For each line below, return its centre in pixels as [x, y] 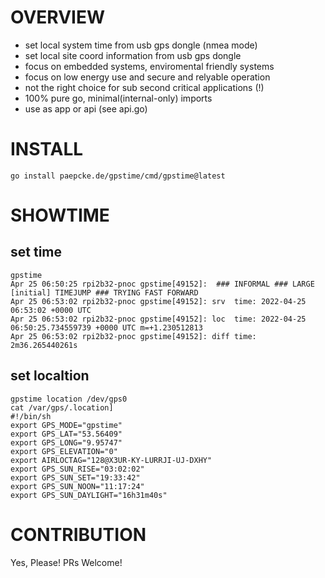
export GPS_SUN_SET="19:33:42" [75, 477]
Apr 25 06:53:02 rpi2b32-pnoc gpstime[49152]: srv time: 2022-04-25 [158, 301]
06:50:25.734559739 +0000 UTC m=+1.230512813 [106, 327]
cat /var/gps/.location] [62, 407]
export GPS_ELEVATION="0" [64, 451]
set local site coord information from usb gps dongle [133, 55]
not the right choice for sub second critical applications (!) [144, 87]
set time [36, 252]
